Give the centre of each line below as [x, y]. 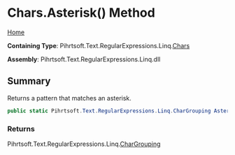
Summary [29, 81]
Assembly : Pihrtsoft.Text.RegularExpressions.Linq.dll [84, 59]
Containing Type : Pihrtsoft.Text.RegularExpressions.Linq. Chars [99, 45]
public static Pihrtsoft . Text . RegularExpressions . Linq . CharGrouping [109, 111]
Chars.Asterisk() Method [81, 13]
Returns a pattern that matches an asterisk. [69, 98]
